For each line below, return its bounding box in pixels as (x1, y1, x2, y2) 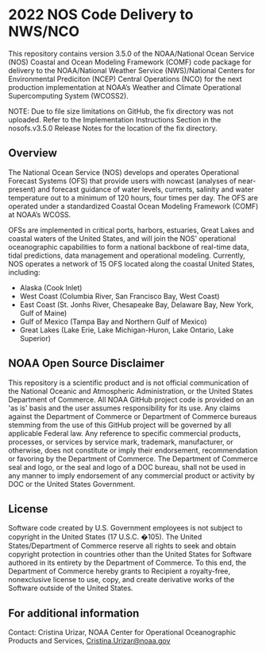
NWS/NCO (8, 22, 80, 41)
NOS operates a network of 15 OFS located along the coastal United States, (8, 258, 256, 268)
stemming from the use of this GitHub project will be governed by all (8, 420, 232, 430)
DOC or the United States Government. (8, 479, 136, 488)
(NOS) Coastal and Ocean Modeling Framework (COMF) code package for (8, 57, 252, 67)
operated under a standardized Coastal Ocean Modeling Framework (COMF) (8, 201, 259, 211)
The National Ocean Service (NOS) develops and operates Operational (8, 167, 240, 177)
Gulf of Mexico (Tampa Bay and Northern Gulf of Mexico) (19, 317, 208, 326)
